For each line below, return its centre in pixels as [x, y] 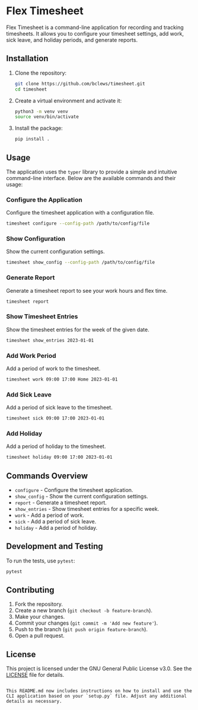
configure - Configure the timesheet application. [74, 490]
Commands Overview [47, 476]
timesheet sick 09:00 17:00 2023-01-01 [55, 418]
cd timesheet [31, 89]
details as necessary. [34, 701]
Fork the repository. [39, 604]
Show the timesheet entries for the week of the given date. [78, 330]
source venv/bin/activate [47, 117]
